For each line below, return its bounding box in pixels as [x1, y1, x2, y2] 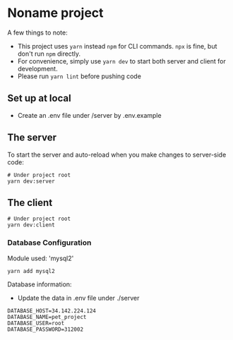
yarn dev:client [7, 221, 55, 229]
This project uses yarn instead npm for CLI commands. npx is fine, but [17, 42, 217, 50]
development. [17, 64, 58, 73]
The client [7, 196, 53, 209]
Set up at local [7, 92, 72, 104]
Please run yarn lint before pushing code [17, 72, 141, 80]
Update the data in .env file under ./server [17, 293, 140, 302]
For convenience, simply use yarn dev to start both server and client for [17, 56, 226, 65]
